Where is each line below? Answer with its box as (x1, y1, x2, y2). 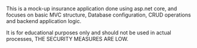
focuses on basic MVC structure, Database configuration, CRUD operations (6, 11, 192, 18)
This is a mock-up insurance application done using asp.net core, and (6, 5, 177, 12)
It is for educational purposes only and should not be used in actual (6, 29, 171, 36)
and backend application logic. (6, 18, 82, 24)
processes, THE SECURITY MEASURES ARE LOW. (6, 36, 129, 42)
